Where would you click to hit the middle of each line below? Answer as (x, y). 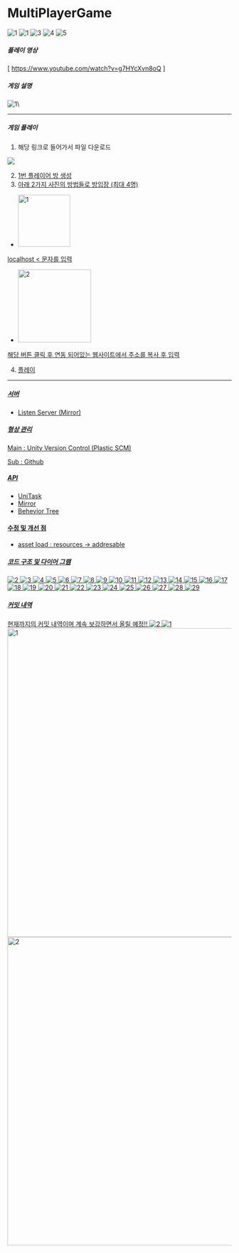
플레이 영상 (22, 50)
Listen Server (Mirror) (49, 412)
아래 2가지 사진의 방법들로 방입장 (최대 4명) (78, 184)
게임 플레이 (22, 128)
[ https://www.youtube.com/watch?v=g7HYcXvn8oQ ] (86, 68)
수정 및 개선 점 (27, 528)
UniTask (30, 496)
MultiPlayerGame (60, 13)
